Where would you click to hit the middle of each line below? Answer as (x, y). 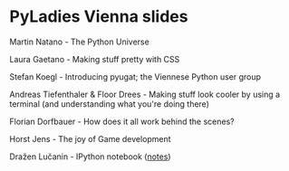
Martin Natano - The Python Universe (79, 42)
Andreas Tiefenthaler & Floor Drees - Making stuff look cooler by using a (145, 94)
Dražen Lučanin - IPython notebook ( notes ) (90, 157)
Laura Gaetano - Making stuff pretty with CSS (95, 59)
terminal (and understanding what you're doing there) (110, 104)
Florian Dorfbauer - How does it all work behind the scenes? (122, 121)
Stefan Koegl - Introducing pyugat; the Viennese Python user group (135, 76)
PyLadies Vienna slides (99, 17)
